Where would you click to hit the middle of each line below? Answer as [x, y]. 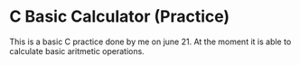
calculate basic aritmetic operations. [77, 51]
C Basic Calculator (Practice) [120, 17]
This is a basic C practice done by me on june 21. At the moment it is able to [150, 42]
